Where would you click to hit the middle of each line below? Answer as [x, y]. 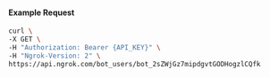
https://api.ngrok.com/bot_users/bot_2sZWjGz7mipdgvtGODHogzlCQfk [135, 64]
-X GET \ [25, 40]
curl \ [21, 31]
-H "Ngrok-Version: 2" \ [55, 56]
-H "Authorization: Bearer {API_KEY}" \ [85, 47]
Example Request [42, 12]
